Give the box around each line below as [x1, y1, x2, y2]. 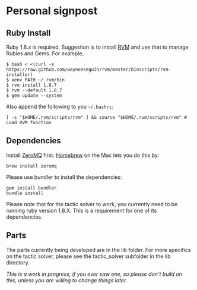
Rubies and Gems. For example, [6, 50, 84, 57]
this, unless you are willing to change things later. [6, 276, 128, 283]
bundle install [6, 190, 44, 196]
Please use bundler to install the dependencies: [6, 174, 122, 181]
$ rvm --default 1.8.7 [6, 87, 62, 93]
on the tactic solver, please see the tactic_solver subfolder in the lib [6, 253, 171, 260]
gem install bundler [6, 185, 58, 191]
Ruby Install [6, 28, 51, 38]
